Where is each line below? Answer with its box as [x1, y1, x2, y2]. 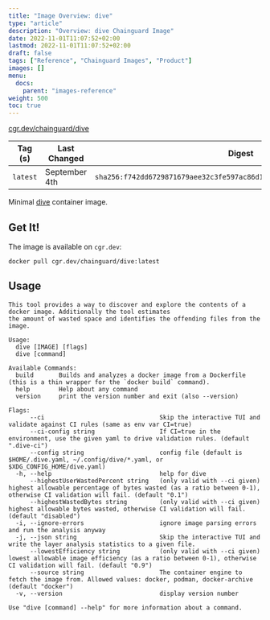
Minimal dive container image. [8, 197, 108, 207]
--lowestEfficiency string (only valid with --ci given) [29, 547, 261, 556]
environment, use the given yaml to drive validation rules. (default [8, 434, 250, 443]
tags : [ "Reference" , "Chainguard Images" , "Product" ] [8, 57, 193, 65]
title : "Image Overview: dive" [8, 11, 113, 20]
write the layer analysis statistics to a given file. [8, 540, 196, 548]
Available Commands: [8, 364, 78, 372]
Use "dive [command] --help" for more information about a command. [8, 603, 243, 612]
